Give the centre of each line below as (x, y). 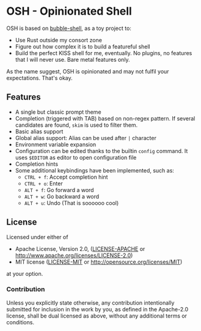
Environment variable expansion (56, 144)
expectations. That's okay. (40, 78)
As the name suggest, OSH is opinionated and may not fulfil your (88, 71)
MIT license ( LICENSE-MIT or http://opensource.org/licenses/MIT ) (99, 262)
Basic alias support (39, 131)
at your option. (25, 273)
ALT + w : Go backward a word (62, 196)
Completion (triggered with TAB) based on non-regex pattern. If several (105, 118)
